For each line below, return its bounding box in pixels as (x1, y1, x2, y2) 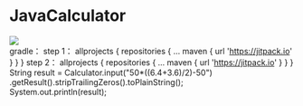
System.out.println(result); (9, 86, 107, 97)
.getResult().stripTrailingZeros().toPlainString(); (9, 76, 184, 87)
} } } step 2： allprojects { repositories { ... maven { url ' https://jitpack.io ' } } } (9, 56, 294, 68)
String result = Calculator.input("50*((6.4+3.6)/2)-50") (9, 67, 213, 78)
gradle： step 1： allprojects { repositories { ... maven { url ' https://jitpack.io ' (9, 45, 292, 56)
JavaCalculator (9, 5, 127, 26)
